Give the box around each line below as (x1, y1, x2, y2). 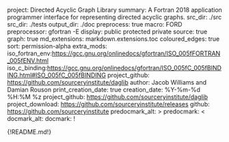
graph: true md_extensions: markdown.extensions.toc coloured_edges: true (7, 35, 220, 43)
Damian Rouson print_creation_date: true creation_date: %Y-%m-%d (7, 85, 200, 94)
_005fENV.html (7, 57, 49, 64)
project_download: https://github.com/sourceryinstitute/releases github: (7, 100, 210, 108)
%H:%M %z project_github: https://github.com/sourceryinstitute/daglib (7, 93, 208, 101)
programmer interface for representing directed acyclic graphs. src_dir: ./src (7, 13, 222, 21)
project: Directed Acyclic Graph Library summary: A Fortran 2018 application (7, 6, 222, 14)
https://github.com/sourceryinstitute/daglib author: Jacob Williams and (7, 79, 207, 86)
